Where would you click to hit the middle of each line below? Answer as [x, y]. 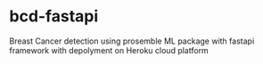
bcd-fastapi [54, 16]
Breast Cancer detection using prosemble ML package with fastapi [132, 41]
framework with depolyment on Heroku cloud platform [109, 50]
